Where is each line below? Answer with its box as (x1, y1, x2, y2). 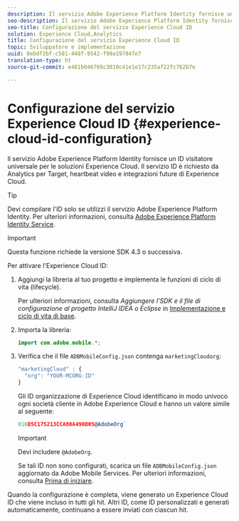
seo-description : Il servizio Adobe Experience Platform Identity (7, 17, 208, 24)
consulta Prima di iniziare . (17, 476, 94, 485)
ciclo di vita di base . (17, 311, 77, 320)
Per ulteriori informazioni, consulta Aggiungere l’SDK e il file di (17, 296, 201, 305)
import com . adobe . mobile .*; (17, 339, 101, 346)
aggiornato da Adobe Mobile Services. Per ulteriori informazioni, (17, 468, 206, 478)
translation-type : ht (7, 57, 72, 64)
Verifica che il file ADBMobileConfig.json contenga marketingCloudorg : (17, 352, 222, 361)
